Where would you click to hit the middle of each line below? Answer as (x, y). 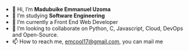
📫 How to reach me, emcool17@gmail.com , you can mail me (87, 41)
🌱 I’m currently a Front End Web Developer (65, 22)
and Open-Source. (35, 35)
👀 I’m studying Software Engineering (58, 16)
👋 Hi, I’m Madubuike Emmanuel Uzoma (61, 9)
